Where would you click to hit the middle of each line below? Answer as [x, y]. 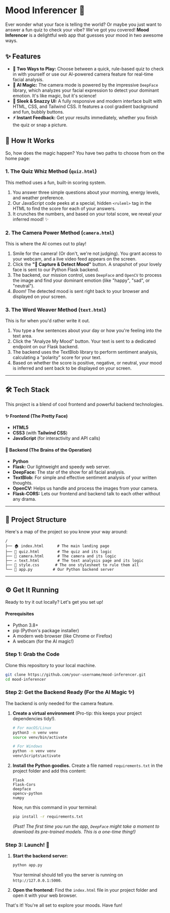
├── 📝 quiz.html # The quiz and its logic [59, 552]
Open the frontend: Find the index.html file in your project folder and [85, 890]
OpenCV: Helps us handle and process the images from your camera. [85, 488]
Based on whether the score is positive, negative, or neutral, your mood [87, 363]
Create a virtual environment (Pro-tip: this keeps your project [77, 713]
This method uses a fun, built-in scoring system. [56, 182]
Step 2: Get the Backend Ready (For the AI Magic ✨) [70, 692]
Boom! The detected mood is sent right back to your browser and [81, 291]
